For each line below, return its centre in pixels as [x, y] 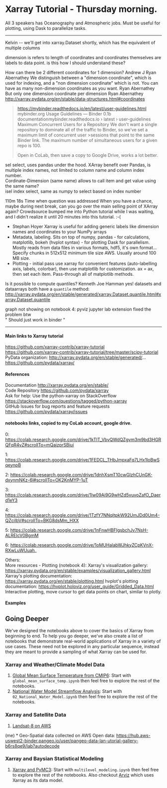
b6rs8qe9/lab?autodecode [32, 746]
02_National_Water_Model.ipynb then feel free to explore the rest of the [85, 697]
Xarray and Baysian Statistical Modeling [54, 759]
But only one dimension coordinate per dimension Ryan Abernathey [74, 94]
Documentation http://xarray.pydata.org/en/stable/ [57, 385]
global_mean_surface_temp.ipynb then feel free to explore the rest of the [86, 681]
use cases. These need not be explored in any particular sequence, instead [82, 646]
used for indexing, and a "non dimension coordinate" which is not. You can [82, 83]
